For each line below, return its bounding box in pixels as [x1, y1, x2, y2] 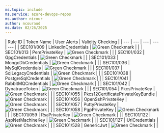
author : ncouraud [5, 21, 41, 26]
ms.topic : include [5, 7, 43, 12]
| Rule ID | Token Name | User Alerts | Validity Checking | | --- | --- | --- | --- [5, 39, 159, 45]
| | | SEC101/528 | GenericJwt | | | [48, 122, 158, 128]
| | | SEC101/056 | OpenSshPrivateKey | [48, 96, 127, 102]
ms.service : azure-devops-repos [5, 12, 71, 17]
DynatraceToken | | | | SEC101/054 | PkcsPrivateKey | [5, 86, 155, 92]
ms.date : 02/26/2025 [5, 26, 48, 30]
